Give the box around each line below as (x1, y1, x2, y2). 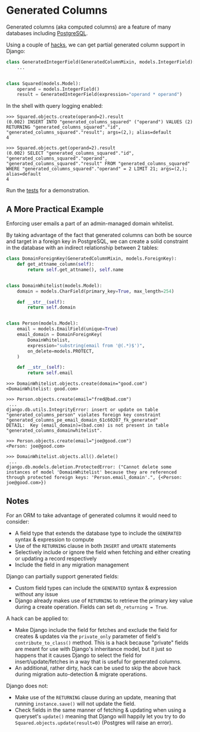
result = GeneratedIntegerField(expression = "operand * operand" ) (17, 92, 183, 98)
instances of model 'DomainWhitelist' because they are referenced (6, 469, 177, 475)
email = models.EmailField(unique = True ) (17, 326, 118, 332)
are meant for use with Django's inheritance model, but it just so (14, 645, 172, 652)
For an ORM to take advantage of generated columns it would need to (6, 512, 177, 519)
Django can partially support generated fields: (6, 572, 119, 580)
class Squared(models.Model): (6, 80, 82, 86)
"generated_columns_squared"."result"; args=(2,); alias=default (6, 129, 171, 136)
